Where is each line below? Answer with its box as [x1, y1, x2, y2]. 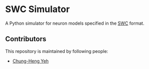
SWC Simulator [5, 4, 70, 15]
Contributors [5, 35, 47, 43]
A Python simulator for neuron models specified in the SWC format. [5, 20, 144, 26]
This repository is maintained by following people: [5, 48, 108, 54]
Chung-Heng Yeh [12, 58, 49, 64]
